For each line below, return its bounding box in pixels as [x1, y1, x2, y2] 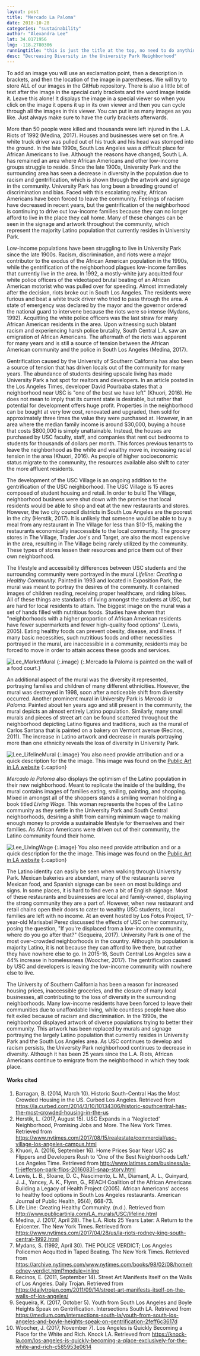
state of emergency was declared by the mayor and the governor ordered [7, 302, 187, 309]
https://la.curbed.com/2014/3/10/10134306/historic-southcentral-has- [15, 1102, 187, 1109]
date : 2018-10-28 [7, 20, 50, 26]
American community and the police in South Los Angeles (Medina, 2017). [7, 346, 188, 353]
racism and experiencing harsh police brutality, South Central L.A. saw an [7, 327, 186, 334]
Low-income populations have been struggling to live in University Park [7, 244, 182, 252]
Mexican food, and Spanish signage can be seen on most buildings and [7, 880, 182, 888]
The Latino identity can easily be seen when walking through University [7, 868, 182, 875]
